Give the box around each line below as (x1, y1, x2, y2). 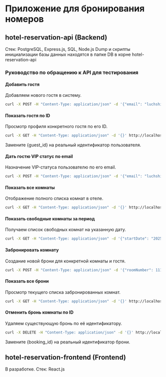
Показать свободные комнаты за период (5, 215, 95, 221)
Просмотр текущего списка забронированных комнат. (5, 289, 121, 295)
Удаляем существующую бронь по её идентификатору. (5, 320, 123, 326)
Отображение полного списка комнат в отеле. (5, 196, 104, 202)
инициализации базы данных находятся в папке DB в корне (5, 51, 131, 57)
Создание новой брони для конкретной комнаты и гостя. (5, 258, 126, 264)
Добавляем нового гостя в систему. (5, 92, 82, 98)
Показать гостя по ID (5, 112, 50, 119)
